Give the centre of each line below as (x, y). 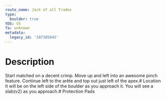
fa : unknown (17, 28)
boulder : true (24, 19)
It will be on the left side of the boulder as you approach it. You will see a (79, 86)
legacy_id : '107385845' (34, 38)
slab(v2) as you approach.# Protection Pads (50, 91)
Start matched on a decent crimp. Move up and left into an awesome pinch (81, 75)
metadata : (15, 33)
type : (11, 14)
